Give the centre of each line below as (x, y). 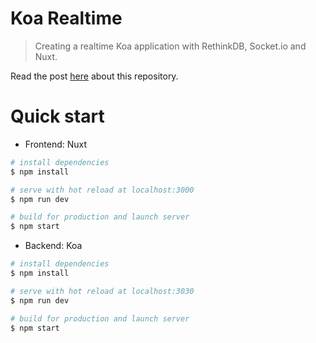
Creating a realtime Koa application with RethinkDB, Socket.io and (170, 46)
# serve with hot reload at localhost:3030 (102, 291)
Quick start (57, 116)
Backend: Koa (53, 246)
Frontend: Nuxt (56, 144)
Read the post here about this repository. (94, 76)
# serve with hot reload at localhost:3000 (102, 190)
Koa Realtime (66, 18)
